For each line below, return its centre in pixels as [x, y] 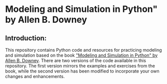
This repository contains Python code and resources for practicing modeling [83, 50]
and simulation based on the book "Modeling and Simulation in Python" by [82, 55]
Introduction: [26, 38]
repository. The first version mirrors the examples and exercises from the [80, 66]
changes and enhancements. [35, 76]
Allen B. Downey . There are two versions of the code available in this [76, 60]
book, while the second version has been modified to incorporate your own [82, 71]
